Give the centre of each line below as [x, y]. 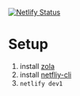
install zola [37, 66]
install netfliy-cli [46, 75]
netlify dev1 [41, 83]
